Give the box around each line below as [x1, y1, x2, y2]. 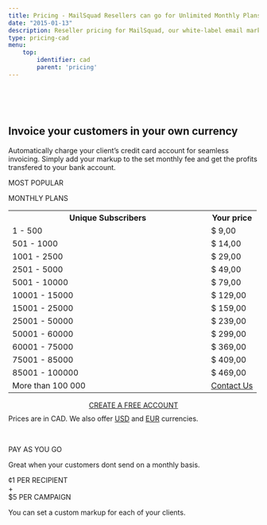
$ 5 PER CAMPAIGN [8, 492, 72, 501]
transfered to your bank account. [8, 162, 117, 172]
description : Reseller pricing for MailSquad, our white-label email [8, 26, 244, 34]
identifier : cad [37, 56, 91, 64]
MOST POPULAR [8, 178, 64, 187]
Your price [211, 212, 253, 223]
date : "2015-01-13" [8, 19, 73, 27]
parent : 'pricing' [37, 64, 98, 71]
